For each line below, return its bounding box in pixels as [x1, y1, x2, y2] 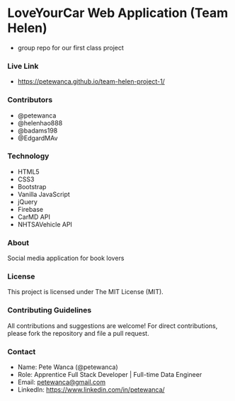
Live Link [7, 61, 39, 71]
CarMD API [17, 213, 51, 221]
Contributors [7, 95, 53, 105]
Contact [7, 346, 36, 356]
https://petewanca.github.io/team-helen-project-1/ [17, 77, 165, 86]
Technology [7, 151, 50, 161]
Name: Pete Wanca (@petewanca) [17, 363, 118, 371]
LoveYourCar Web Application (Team [7, 5, 229, 21]
